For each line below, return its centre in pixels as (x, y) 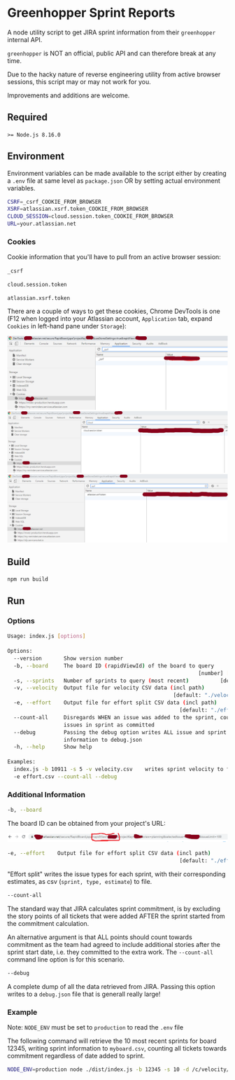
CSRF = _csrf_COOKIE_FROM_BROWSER (54, 202)
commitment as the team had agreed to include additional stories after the (114, 944)
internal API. (25, 39)
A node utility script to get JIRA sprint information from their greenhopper (112, 32)
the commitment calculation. (48, 923)
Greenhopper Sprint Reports (91, 13)
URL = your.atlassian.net (42, 224)
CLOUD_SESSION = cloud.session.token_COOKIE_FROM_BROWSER (90, 216)
